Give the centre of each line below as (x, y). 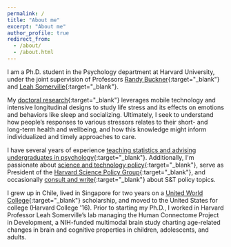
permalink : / (26, 13)
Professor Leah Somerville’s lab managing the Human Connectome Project (113, 214)
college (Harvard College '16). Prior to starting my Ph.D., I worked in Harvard (115, 208)
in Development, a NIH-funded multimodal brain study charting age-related (114, 222)
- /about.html (33, 53)
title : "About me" (33, 20)
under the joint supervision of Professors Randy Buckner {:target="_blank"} (113, 79)
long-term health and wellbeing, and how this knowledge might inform (107, 129)
